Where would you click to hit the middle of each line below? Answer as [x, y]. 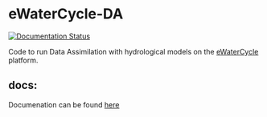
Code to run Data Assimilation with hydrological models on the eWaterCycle [133, 51]
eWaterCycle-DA [66, 14]
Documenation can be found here [64, 104]
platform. [23, 60]
